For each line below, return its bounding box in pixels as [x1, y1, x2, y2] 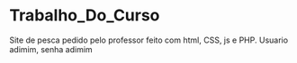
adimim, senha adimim [9, 43, 93, 54]
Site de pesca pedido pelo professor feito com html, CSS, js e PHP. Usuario [9, 35, 289, 45]
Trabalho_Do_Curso [9, 5, 160, 26]
